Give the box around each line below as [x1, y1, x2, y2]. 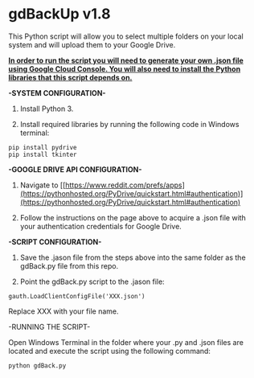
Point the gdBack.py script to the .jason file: [19, 277, 165, 286]
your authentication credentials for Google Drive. [19, 221, 182, 231]
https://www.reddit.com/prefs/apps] [65, 180, 185, 190]
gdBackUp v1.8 [8, 5, 111, 23]
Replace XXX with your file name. [8, 306, 119, 316]
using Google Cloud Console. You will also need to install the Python [8, 64, 241, 73]
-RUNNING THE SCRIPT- [8, 322, 91, 331]
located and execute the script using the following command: [8, 346, 211, 355]
